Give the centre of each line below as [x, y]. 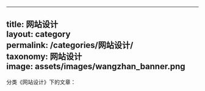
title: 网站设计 [32, 25]
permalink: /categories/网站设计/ [70, 45]
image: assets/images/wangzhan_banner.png [96, 66]
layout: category [38, 34]
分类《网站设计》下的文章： [41, 82]
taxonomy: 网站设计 [44, 57]
